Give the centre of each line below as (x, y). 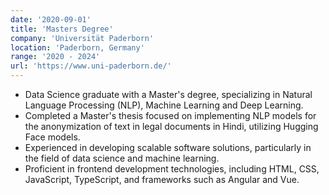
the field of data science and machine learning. (122, 158)
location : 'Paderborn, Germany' (77, 47)
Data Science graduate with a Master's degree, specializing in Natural (168, 94)
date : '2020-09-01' (51, 19)
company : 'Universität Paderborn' (82, 38)
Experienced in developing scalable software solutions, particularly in (168, 147)
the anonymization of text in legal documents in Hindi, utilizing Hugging (171, 126)
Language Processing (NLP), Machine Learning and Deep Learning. (164, 105)
